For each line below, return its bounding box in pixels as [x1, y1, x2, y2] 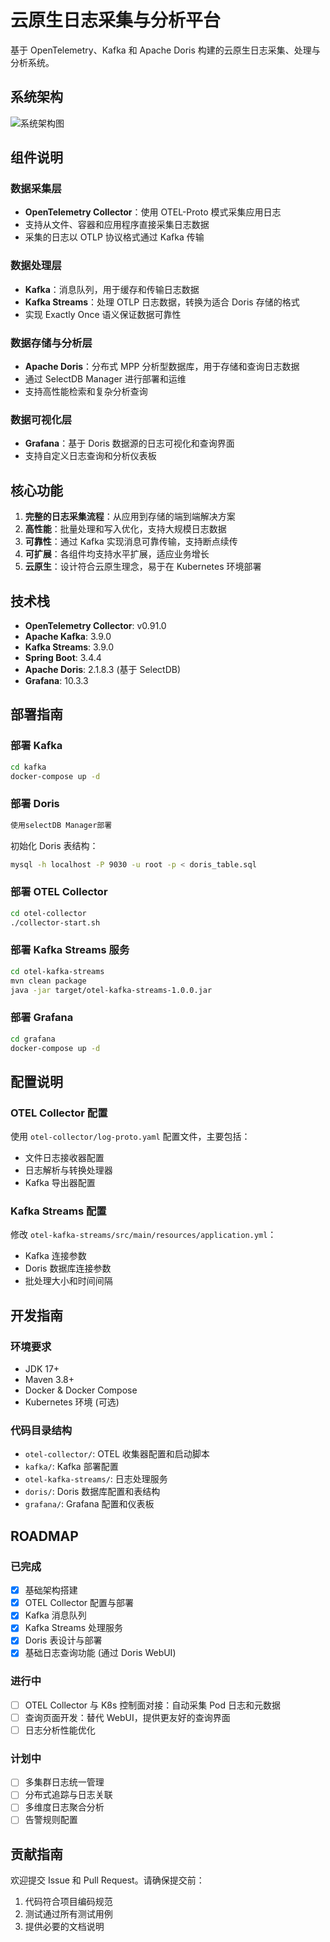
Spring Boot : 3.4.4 [24, 651, 102, 663]
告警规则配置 [24, 1814, 78, 1826]
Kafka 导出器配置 [24, 1177, 96, 1189]
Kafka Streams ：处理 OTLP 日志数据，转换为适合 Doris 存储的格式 [24, 296, 300, 308]
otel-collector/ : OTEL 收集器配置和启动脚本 [24, 1448, 210, 1460]
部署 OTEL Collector [10, 885, 108, 899]
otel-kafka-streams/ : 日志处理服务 [24, 1473, 168, 1485]
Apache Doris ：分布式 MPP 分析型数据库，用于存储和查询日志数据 [24, 361, 300, 373]
